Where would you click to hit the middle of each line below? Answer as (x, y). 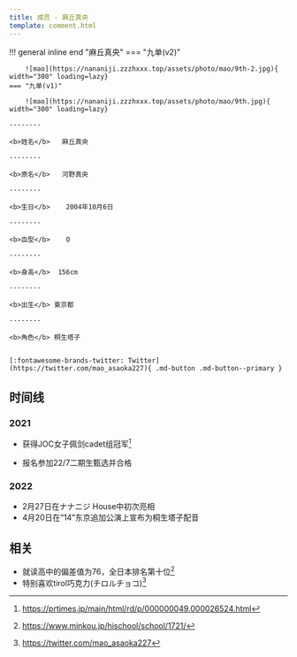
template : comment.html (53, 26)
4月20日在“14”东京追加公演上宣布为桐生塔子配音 (110, 517)
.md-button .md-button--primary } (219, 368)
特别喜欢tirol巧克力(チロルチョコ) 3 (84, 582)
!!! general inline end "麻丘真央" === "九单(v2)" (95, 52)
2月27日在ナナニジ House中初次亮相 (88, 507)
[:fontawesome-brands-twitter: (67, 360)
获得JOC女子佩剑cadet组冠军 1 (76, 443)
